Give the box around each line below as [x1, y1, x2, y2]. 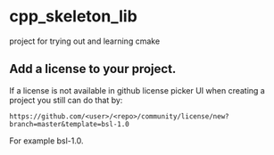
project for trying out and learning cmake [9, 36, 161, 46]
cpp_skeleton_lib [9, 6, 138, 27]
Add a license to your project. [9, 61, 177, 77]
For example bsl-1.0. [9, 135, 84, 146]
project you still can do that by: [9, 94, 123, 105]
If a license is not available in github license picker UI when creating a [9, 85, 265, 95]
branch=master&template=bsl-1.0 [9, 119, 129, 128]
